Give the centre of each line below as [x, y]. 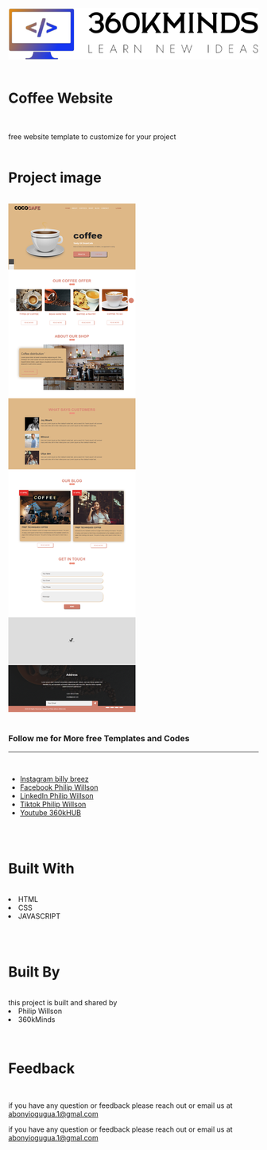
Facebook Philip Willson [59, 787]
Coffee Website [61, 98]
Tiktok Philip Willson [53, 804]
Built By [34, 971]
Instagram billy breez [54, 779]
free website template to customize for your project [92, 137]
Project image [55, 177]
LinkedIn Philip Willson [56, 795]
